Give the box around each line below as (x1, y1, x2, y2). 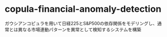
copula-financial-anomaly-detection (5, 3, 162, 15)
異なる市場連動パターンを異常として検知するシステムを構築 (18, 26, 142, 33)
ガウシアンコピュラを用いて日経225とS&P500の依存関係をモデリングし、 (5, 20, 157, 26)
